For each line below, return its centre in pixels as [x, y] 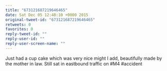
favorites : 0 [19, 29]
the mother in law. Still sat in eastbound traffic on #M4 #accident [74, 64]
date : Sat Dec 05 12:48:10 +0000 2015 [47, 15]
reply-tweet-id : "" [26, 34]
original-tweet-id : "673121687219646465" [50, 20]
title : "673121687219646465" [36, 10]
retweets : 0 [18, 24]
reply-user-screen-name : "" [35, 44]
